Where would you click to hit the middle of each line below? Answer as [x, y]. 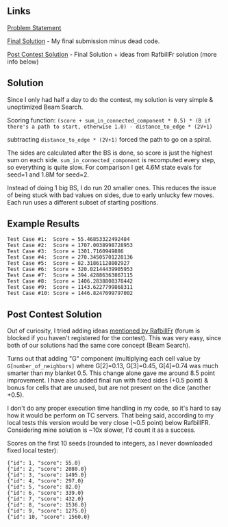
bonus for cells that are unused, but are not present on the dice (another [109, 388]
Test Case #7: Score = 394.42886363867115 [70, 275]
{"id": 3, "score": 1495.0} [47, 475]
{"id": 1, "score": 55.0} [44, 463]
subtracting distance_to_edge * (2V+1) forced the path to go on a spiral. [109, 139]
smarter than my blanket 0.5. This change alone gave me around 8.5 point [111, 373]
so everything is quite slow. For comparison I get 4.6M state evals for [104, 167]
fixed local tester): [33, 450]
